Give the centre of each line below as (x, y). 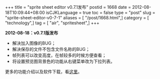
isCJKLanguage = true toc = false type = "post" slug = (100, 13)
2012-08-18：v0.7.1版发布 (32, 33)
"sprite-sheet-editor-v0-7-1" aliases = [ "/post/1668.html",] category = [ (77, 18)
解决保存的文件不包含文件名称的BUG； (51, 49)
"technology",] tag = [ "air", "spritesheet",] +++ (52, 23)
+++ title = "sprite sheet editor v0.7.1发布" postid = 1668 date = (68, 7)
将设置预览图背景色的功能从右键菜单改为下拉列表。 (63, 61)
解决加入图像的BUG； (34, 43)
